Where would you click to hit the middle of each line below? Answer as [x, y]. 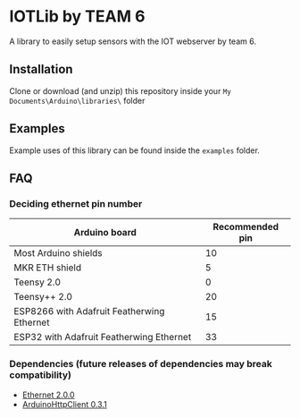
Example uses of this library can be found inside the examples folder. [135, 150]
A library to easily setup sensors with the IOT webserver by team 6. [133, 41]
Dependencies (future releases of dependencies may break [141, 364]
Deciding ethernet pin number [76, 203]
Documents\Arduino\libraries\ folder [77, 100]
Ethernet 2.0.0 [48, 395]
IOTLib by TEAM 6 [77, 17]
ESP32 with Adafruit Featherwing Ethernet [103, 337]
